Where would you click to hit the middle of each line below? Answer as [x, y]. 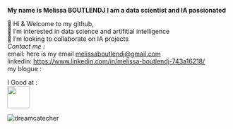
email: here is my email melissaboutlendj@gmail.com [84, 54]
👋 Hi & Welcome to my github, [50, 24]
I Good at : [22, 82]
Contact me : [26, 46]
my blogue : [25, 69]
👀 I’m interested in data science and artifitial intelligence [89, 31]
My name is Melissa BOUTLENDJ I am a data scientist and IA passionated [117, 10]
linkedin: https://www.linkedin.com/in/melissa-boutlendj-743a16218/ [106, 61]
